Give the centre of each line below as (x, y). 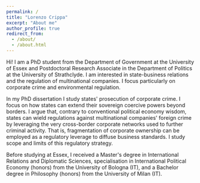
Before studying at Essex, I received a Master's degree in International (93, 154)
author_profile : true (33, 28)
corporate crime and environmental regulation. (64, 87)
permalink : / (22, 12)
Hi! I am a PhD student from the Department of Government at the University (100, 62)
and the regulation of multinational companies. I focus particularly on (91, 80)
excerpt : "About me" (32, 23)
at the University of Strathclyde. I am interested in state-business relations (98, 75)
